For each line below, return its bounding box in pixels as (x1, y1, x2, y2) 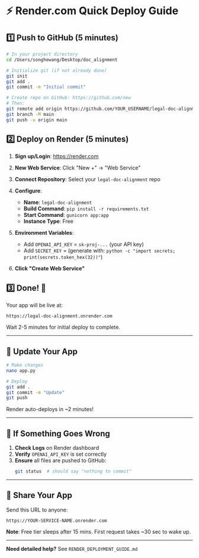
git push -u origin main (6, 116, 68, 123)
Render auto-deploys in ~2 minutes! (6, 406, 94, 413)
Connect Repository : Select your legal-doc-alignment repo (14, 176, 161, 183)
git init (6, 73, 28, 79)
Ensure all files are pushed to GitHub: (14, 457, 107, 464)
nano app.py (6, 367, 36, 374)
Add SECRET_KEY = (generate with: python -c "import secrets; (23, 247, 176, 254)
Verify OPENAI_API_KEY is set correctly (14, 450, 107, 458)
